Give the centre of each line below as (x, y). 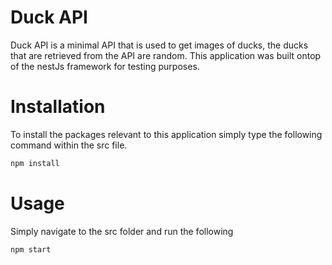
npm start (31, 249)
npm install (35, 163)
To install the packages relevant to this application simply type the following (166, 134)
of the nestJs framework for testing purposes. (105, 66)
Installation (58, 107)
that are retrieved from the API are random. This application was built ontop (166, 55)
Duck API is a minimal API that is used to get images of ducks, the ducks (159, 45)
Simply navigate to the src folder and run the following (122, 231)
